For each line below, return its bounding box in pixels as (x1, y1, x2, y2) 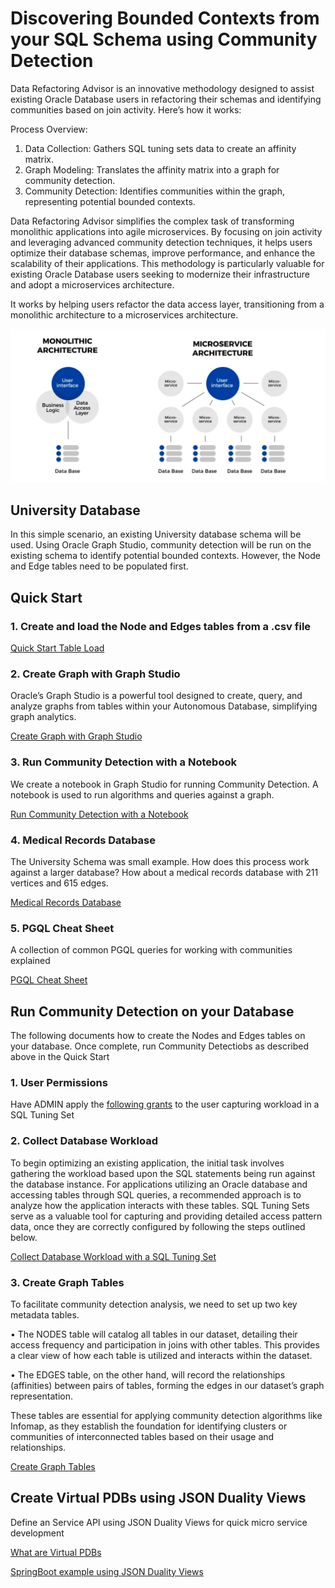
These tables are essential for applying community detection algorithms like (10, 1409, 323, 1421)
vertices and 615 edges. (10, 877, 109, 889)
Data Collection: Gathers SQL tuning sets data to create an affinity (24, 142, 297, 154)
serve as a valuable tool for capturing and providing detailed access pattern (10, 1210, 323, 1222)
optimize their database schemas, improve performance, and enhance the (10, 247, 316, 259)
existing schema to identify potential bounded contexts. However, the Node (10, 550, 321, 562)
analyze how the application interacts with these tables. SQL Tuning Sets (10, 1199, 310, 1211)
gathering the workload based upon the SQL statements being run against (10, 1167, 316, 1179)
